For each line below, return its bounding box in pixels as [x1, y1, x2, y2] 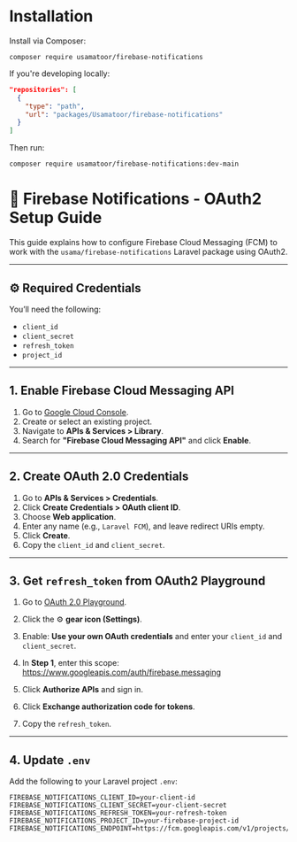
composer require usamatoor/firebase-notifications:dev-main [9, 159, 240, 169]
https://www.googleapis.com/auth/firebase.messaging [21, 667, 222, 678]
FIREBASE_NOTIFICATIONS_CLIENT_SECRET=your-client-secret [9, 801, 227, 810]
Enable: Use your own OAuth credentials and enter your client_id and [21, 631, 283, 642]
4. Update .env [9, 753, 91, 768]
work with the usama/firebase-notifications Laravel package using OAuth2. [9, 246, 288, 258]
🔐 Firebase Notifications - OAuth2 [9, 189, 263, 209]
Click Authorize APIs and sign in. [21, 684, 144, 695]
